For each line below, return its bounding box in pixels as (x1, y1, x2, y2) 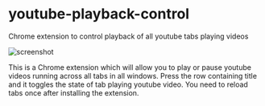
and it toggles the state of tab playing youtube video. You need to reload (8, 79, 248, 89)
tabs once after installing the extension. (8, 88, 139, 97)
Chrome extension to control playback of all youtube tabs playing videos (8, 31, 249, 41)
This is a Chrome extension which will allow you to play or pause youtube (8, 62, 252, 72)
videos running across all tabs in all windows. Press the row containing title (8, 71, 258, 80)
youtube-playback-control (8, 5, 190, 23)
